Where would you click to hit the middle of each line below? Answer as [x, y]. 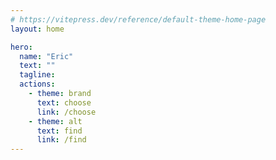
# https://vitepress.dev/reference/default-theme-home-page [138, 19]
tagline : [37, 75]
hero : [21, 47]
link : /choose [66, 112]
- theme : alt [55, 121]
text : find [59, 131]
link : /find [61, 140]
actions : [37, 84]
